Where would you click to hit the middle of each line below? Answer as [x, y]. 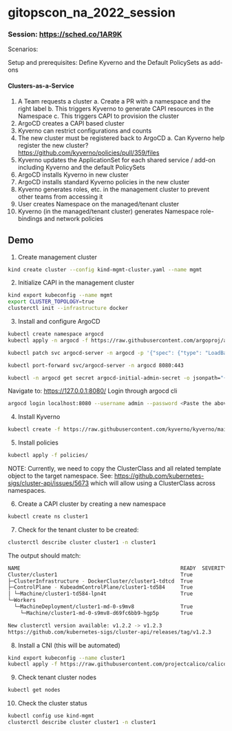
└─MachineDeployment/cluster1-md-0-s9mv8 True [104, 607]
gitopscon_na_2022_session [92, 13]
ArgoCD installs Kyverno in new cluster [73, 175]
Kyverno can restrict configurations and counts [85, 130]
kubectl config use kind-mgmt [51, 716]
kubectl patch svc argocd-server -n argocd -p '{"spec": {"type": [105, 353]
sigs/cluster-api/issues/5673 [48, 483]
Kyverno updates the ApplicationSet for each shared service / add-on [116, 159]
